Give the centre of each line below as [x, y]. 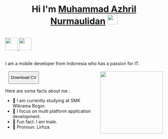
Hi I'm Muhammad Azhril [84, 9]
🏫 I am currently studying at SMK [46, 100]
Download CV [23, 77]
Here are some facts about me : [38, 91]
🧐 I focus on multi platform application [51, 111]
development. [26, 116]
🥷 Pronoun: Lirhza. [31, 127]
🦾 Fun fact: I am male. [35, 122]
